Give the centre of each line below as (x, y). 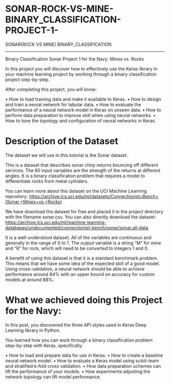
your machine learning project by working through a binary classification (81, 74)
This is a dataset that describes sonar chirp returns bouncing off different (82, 165)
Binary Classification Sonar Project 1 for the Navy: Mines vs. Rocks (75, 59)
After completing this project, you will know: (51, 89)
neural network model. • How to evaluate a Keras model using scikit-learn (82, 361)
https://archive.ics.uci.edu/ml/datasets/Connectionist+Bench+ (94, 196)
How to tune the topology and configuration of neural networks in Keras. (81, 121)
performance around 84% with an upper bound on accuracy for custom (80, 274)
